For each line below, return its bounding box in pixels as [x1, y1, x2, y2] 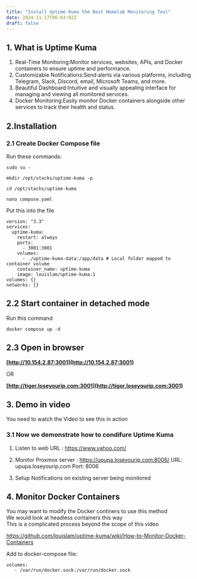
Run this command [6, 314, 53, 322]
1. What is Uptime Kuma [6, 42, 98, 53]
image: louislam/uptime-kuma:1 [17, 271, 96, 277]
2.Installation [6, 121, 57, 131]
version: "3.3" [6, 218, 45, 224]
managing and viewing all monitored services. [14, 91, 130, 98]
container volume [6, 260, 50, 267]
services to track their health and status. [14, 103, 116, 111]
